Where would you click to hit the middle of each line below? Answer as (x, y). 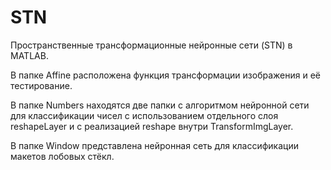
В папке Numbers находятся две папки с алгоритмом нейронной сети (160, 105)
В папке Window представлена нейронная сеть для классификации (154, 145)
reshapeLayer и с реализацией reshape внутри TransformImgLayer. (152, 126)
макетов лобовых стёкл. (62, 156)
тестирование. (41, 85)
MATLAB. (29, 55)
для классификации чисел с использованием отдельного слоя (144, 115)
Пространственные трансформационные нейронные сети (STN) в (151, 45)
